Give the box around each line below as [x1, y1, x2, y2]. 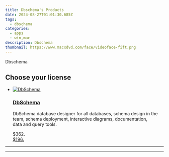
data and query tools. [12, 121, 57, 127]
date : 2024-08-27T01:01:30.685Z [5, 12, 73, 17]
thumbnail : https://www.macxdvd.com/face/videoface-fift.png [5, 45, 136, 50]
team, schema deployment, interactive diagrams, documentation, [12, 116, 147, 122]
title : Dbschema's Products [5, 7, 64, 13]
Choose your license [5, 73, 71, 82]
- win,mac [10, 36, 30, 41]
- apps [10, 31, 24, 36]
